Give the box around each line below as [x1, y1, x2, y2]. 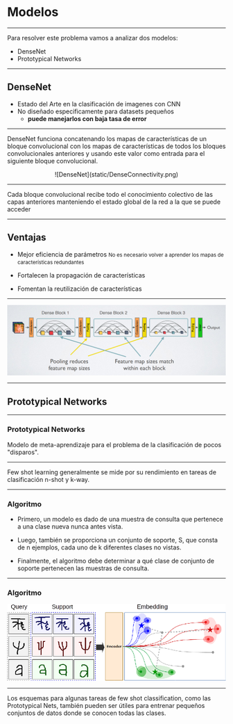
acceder [7, 204, 31, 213]
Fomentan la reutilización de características [17, 284, 142, 293]
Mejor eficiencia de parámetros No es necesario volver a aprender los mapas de [17, 250, 224, 258]
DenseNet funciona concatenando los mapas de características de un [7, 134, 207, 143]
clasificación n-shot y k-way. [7, 475, 90, 483]
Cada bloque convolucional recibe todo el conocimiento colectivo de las [7, 190, 214, 198]
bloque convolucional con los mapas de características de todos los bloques [7, 142, 226, 150]
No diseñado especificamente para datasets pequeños [17, 107, 175, 115]
